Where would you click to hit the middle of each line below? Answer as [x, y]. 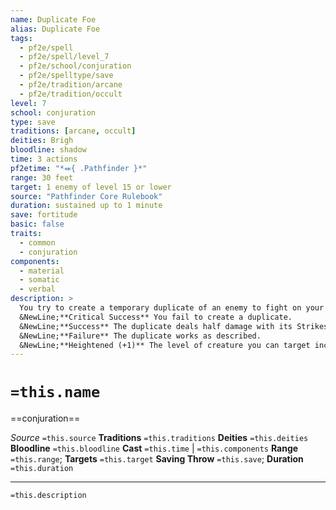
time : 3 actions [44, 159]
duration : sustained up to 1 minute [86, 206]
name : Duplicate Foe [53, 19]
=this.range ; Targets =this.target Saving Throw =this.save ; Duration [157, 459]
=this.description [48, 496]
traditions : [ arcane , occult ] [73, 131]
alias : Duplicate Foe [55, 29]
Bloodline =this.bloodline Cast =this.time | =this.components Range [154, 448]
